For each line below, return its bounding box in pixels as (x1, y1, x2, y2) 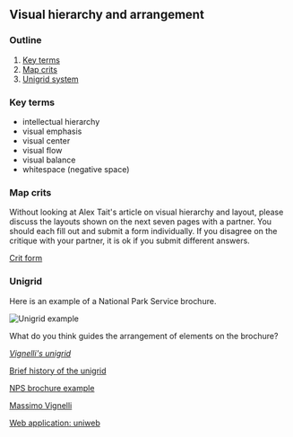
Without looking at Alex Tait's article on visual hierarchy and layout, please (9, 206, 284, 218)
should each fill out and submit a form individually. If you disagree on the (9, 226, 278, 237)
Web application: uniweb (9, 417, 101, 428)
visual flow (22, 144, 63, 155)
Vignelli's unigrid (9, 347, 72, 358)
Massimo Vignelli (9, 399, 73, 411)
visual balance (22, 154, 76, 165)
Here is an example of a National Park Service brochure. (9, 295, 217, 306)
